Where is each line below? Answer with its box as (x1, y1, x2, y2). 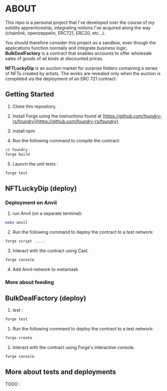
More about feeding (5, 279, 54, 286)
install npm (12, 128, 35, 134)
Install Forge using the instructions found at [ (12, 113, 105, 119)
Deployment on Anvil (5, 199, 57, 206)
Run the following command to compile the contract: (12, 137, 121, 143)
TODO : (5, 381, 21, 387)
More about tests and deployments (5, 368, 116, 376)
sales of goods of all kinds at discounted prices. (5, 55, 104, 61)
